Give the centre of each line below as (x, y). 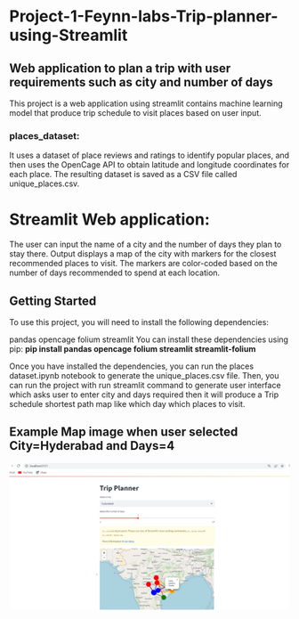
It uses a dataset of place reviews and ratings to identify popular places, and (149, 155)
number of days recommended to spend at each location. (115, 273)
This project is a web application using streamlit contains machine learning (146, 103)
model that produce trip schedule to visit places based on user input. (136, 113)
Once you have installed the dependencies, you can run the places (132, 366)
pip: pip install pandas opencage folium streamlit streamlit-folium (133, 349)
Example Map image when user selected (124, 432)
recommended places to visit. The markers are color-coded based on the (143, 264)
